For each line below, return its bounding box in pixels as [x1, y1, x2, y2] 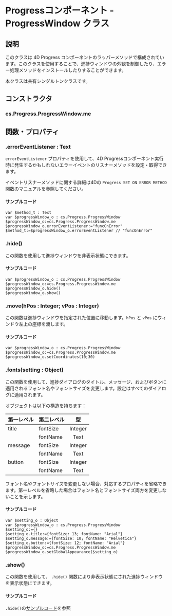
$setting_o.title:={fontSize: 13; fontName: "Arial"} [5, 531, 123, 536]
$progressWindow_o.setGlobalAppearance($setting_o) [5, 549, 118, 554]
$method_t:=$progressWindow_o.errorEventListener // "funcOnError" [5, 228, 153, 233]
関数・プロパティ [5, 127, 59, 136]
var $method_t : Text [5, 210, 52, 215]
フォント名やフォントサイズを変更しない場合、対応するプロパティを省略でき [5, 480, 167, 486]
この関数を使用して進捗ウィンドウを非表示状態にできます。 [5, 252, 131, 259]
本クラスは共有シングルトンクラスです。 [5, 78, 91, 84]
